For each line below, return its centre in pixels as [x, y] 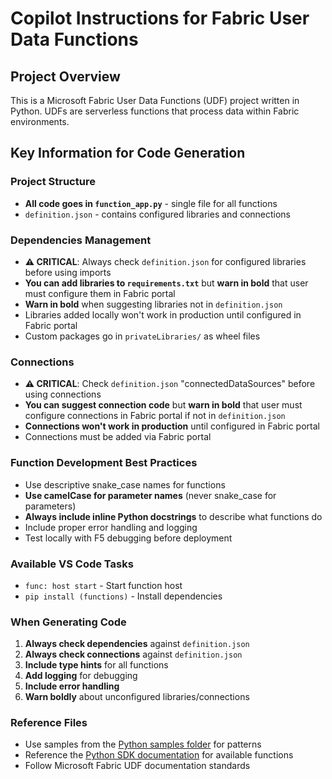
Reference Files [49, 723]
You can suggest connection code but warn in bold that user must [163, 405]
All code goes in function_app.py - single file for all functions [151, 203]
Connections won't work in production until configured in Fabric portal [172, 426]
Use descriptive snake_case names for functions [125, 484]
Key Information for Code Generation [128, 153]
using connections [63, 394]
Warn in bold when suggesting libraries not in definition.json [153, 304]
